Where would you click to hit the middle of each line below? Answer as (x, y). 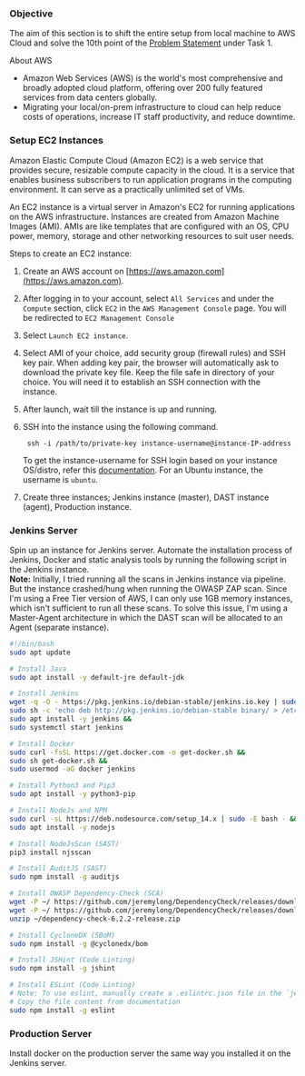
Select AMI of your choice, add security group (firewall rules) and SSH (154, 353)
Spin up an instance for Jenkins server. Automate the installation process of (151, 550)
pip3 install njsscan (50, 852)
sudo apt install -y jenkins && (70, 719)
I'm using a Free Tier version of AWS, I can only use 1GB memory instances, (151, 598)
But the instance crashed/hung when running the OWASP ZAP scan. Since (148, 588)
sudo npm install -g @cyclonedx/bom (79, 943)
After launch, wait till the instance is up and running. (120, 409)
